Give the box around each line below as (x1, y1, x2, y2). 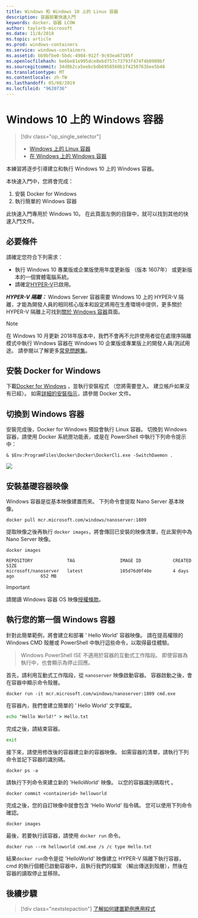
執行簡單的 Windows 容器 (14, 198, 77, 205)
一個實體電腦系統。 (25, 273, 72, 280)
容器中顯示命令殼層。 (11, 678, 63, 686)
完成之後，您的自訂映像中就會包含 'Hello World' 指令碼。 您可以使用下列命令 (6, 801, 192, 809)
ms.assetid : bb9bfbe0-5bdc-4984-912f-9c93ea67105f (6, 53, 134, 59)
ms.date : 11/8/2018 (6, 31, 54, 37)
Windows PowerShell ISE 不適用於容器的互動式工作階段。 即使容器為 (20, 651, 188, 658)
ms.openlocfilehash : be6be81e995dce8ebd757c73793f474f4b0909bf (6, 58, 165, 64)
